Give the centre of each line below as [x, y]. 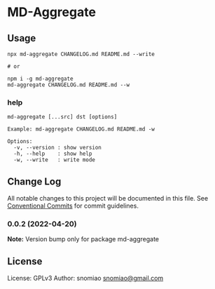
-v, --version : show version [57, 148]
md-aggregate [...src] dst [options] [62, 117]
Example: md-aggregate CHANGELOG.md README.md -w [81, 129]
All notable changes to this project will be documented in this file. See [108, 199]
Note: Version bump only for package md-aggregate [83, 239]
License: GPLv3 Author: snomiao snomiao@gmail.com [85, 278]
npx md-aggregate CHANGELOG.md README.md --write [81, 54]
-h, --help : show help [53, 154]
